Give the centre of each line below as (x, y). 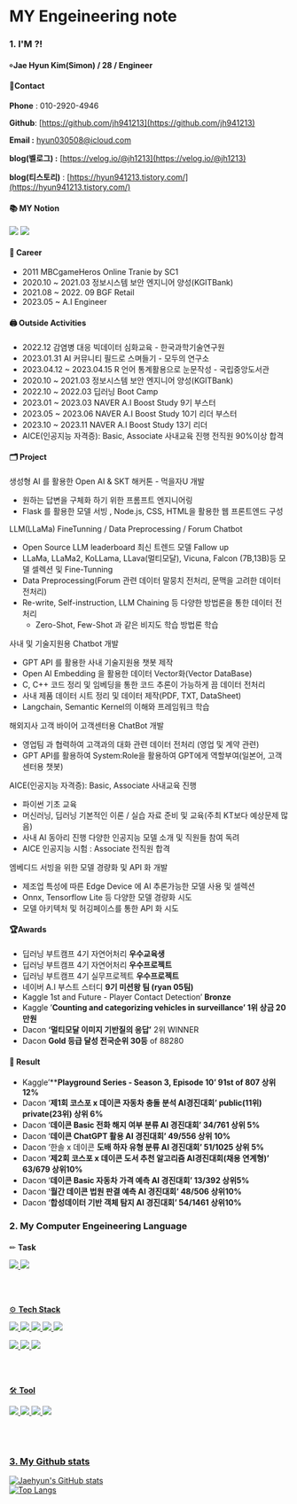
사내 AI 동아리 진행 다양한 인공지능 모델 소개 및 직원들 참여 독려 (131, 837)
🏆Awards (28, 930)
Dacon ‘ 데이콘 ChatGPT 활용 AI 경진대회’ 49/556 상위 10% (126, 1136)
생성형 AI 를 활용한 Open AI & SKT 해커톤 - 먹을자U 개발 (107, 481)
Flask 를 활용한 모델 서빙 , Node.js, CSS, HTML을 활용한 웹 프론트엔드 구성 (152, 510)
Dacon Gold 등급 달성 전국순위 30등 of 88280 (103, 1040)
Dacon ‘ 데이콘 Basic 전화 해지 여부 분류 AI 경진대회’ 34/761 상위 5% (141, 1125)
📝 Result (25, 1062)
